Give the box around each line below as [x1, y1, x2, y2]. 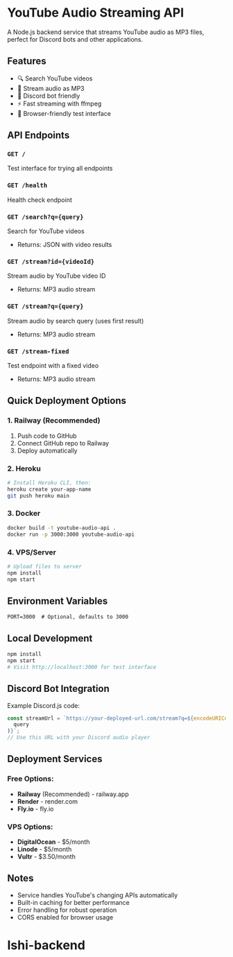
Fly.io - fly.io [17, 804, 54, 813]
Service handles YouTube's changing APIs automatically [17, 890, 178, 899]
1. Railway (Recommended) [7, 416, 101, 425]
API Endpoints [7, 130, 70, 142]
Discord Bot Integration [7, 683, 110, 695]
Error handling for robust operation [17, 906, 117, 914]
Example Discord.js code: [7, 701, 80, 709]
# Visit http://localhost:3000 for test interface [7, 663, 157, 670]
